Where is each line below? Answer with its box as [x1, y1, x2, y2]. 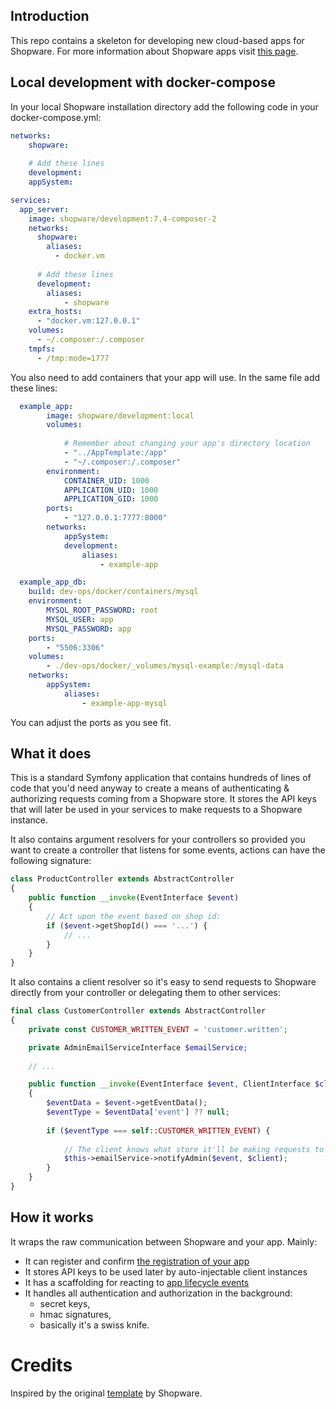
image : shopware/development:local [46, 410, 195, 421]
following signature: [10, 855, 92, 867]
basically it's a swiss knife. [39, 1319, 150, 1331]
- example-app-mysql [81, 698, 168, 708]
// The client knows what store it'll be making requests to [63, 1144, 325, 1154]
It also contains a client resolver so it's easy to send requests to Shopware [10, 976, 317, 988]
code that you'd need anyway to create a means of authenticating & [10, 782, 290, 794]
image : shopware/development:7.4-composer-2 [28, 214, 217, 224]
